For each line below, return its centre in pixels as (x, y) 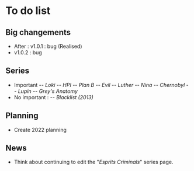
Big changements (38, 32)
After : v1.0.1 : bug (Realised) (48, 46)
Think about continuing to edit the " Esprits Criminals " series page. (93, 162)
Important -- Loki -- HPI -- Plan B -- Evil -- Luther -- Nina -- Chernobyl (99, 85)
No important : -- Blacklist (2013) (54, 97)
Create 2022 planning (40, 130)
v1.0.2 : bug (28, 53)
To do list (28, 11)
